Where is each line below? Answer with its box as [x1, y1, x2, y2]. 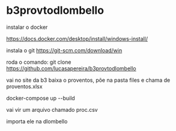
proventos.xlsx [6, 82, 43, 90]
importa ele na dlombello [6, 118, 68, 125]
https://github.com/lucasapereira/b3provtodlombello [6, 64, 136, 72]
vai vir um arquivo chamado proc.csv [6, 106, 98, 113]
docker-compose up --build [6, 94, 75, 102]
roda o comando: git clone [6, 58, 71, 65]
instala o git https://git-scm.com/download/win [6, 46, 123, 54]
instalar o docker [6, 23, 48, 31]
